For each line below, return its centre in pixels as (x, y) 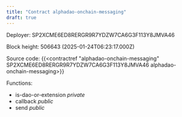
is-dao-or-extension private (50, 95)
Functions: (19, 83)
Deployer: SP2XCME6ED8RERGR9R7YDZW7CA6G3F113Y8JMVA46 (91, 35)
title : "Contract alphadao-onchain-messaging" (66, 12)
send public (30, 107)
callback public (34, 101)
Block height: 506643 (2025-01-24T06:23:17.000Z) (71, 47)
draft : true (21, 18)
